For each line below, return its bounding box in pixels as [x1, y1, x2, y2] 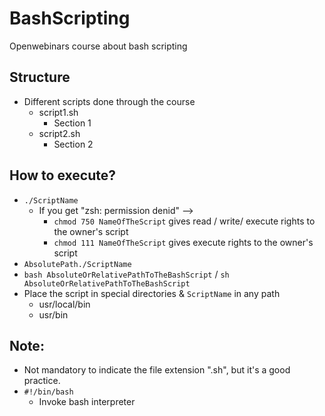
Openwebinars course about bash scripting [9, 40, 188, 52]
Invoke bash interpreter [38, 396, 136, 408]
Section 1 [53, 117, 92, 129]
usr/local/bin [38, 298, 91, 310]
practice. [23, 375, 61, 387]
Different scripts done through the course [23, 95, 196, 107]
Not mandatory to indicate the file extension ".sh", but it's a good [23, 364, 291, 376]
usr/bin [38, 308, 69, 321]
